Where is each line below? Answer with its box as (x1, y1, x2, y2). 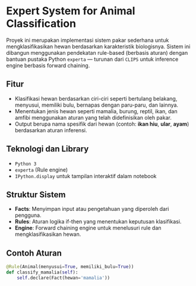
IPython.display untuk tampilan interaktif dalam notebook (14, 172, 157, 179)
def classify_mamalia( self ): (6, 269, 78, 275)
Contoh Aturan (6, 248, 62, 258)
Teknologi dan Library (6, 144, 89, 154)
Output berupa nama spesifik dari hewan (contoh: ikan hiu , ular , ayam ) (14, 120, 189, 128)
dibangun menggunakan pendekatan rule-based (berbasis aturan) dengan (6, 49, 188, 56)
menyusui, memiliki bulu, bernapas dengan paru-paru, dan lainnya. (14, 101, 179, 108)
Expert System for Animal (6, 4, 135, 18)
